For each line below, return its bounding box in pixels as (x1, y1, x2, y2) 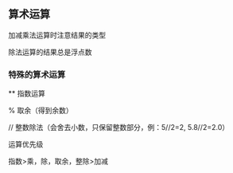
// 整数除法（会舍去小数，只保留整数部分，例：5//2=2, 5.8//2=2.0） (8, 123, 229, 132)
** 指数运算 (8, 88, 45, 98)
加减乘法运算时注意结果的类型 (8, 30, 106, 40)
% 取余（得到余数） (8, 106, 73, 116)
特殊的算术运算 (8, 69, 66, 80)
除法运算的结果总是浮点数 (8, 47, 92, 57)
